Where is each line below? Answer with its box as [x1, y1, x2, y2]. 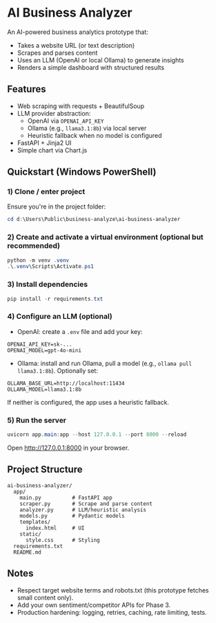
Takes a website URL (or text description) [17, 41, 135, 49]
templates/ [19, 518, 51, 525]
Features [7, 83, 46, 95]
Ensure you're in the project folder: [7, 202, 106, 211]
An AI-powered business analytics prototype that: [7, 28, 148, 36]
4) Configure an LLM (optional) [7, 312, 112, 322]
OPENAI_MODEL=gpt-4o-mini [7, 346, 81, 354]
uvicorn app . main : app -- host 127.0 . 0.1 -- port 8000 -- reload [7, 431, 187, 438]
